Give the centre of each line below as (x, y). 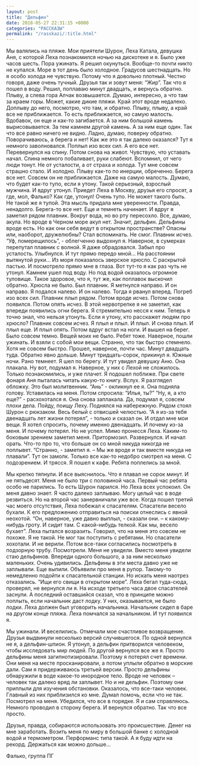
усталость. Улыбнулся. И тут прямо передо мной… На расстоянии (91, 253)
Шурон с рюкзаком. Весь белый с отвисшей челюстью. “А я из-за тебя (97, 412)
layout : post (22, 12)
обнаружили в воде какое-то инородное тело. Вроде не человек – (91, 676)
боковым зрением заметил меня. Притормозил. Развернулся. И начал (96, 437)
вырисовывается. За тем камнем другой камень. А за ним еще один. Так (99, 127)
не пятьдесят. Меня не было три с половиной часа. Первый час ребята (97, 481)
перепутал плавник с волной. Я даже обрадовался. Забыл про (86, 247)
